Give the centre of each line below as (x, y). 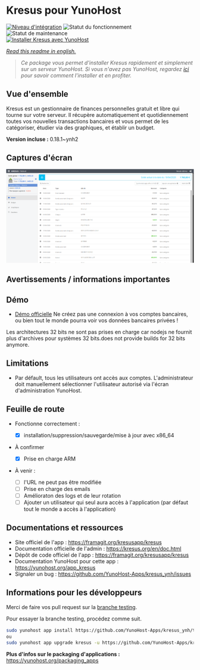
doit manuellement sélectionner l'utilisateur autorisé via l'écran (92, 384)
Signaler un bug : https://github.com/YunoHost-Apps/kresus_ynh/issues (103, 574)
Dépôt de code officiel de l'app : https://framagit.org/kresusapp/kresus (102, 555)
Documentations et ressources (65, 528)
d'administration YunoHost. (48, 390)
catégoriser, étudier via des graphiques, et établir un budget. (81, 127)
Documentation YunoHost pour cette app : (67, 561)
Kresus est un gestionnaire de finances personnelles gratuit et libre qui (93, 109)
